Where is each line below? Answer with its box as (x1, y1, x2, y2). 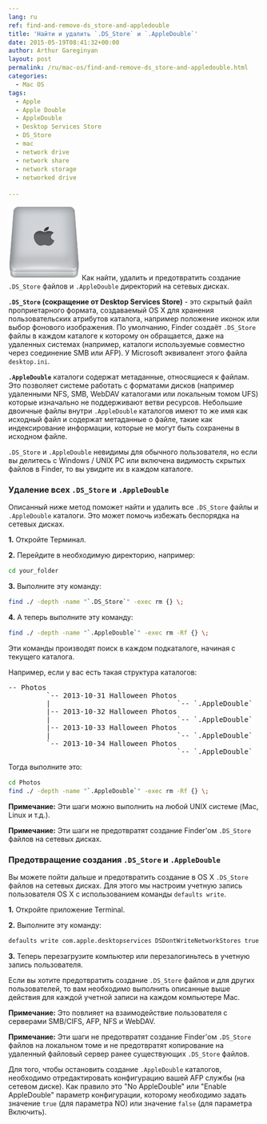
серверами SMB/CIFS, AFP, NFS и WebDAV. (8, 1016, 156, 1025)
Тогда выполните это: (8, 762, 82, 772)
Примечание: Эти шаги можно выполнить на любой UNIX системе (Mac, (8, 801, 259, 811)
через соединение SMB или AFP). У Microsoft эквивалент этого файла (8, 348, 248, 358)
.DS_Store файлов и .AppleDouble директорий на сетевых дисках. (8, 281, 229, 292)
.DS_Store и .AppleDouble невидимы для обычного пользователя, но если (8, 447, 258, 457)
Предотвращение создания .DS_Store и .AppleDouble (8, 854, 221, 865)
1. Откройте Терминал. (8, 535, 86, 545)
